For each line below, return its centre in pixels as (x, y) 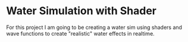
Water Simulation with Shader (81, 11)
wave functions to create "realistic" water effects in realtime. (80, 33)
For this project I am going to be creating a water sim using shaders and (94, 27)
